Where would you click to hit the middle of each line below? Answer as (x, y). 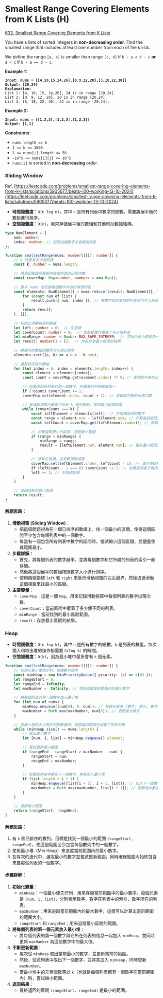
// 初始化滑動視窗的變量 (35, 323)
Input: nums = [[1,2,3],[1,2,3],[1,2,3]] (48, 119)
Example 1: (16, 71)
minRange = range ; (58, 441)
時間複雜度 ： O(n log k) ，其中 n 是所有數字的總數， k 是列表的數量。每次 (84, 644)
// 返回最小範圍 (28, 806)
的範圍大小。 (32, 917)
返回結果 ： (23, 984)
